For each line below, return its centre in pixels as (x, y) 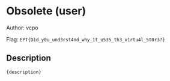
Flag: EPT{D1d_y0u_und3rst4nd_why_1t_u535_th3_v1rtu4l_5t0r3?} (86, 39)
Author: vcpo (22, 28)
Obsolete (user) (46, 11)
